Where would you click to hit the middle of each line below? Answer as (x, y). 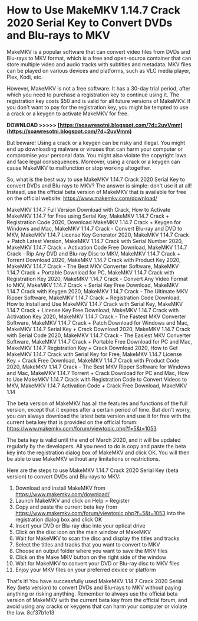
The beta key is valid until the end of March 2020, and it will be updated (94, 440)
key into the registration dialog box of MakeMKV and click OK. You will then (98, 452)
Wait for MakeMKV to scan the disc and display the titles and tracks (97, 538)
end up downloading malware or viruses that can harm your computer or (95, 149)
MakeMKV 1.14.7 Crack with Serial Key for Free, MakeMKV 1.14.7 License (94, 354)
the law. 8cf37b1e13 (31, 612)
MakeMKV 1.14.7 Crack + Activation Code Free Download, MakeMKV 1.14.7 (97, 247)
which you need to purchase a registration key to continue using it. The (93, 95)
